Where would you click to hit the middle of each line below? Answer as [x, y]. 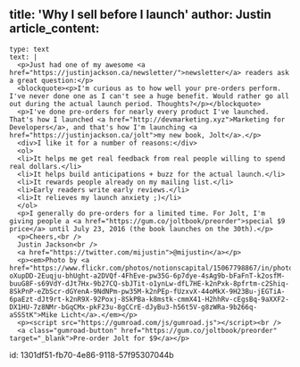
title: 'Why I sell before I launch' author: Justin [141, 15]
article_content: [54, 29]
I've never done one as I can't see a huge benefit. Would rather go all [150, 96]
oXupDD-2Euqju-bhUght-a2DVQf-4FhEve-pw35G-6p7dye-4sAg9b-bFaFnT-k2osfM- [147, 276]
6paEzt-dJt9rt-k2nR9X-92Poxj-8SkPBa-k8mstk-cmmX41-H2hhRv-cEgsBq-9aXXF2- [150, 299]
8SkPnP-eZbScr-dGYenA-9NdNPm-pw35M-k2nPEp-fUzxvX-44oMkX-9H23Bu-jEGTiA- [147, 291]
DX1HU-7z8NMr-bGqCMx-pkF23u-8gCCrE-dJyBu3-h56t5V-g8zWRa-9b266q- [133, 307]
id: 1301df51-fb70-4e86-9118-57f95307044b [92, 354]
